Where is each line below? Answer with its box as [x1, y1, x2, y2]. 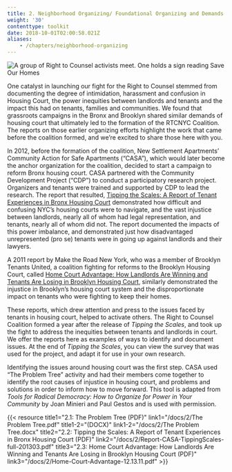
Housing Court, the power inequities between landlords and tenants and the [7, 97, 223, 104]
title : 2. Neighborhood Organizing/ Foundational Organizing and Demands [7, 10, 224, 17]
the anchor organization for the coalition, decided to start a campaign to [7, 162, 212, 169]
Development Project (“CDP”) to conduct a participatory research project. [7, 176, 217, 184]
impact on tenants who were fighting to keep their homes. [7, 292, 172, 301]
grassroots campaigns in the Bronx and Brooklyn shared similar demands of [7, 111, 223, 120]
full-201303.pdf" [7, 443, 54, 451]
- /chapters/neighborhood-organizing [19, 42, 128, 49]
